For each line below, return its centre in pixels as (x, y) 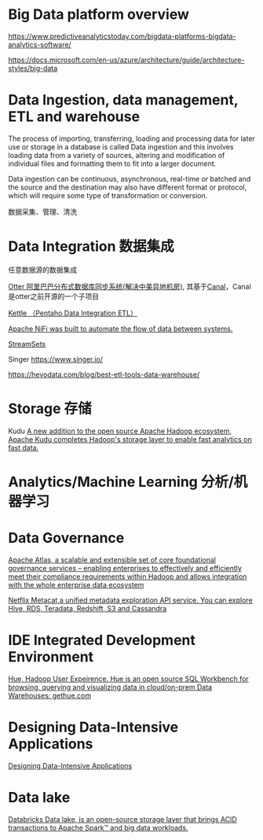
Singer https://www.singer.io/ (56, 359)
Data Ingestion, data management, (123, 100)
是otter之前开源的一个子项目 (54, 296)
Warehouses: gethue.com (50, 695)
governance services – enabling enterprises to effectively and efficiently (125, 568)
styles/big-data (33, 68)
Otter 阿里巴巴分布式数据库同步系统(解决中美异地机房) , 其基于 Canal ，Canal (130, 286)
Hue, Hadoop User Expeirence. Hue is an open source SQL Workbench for (128, 679)
